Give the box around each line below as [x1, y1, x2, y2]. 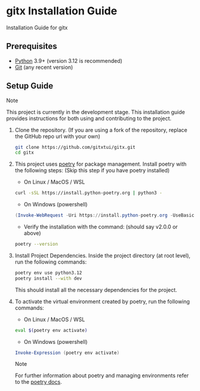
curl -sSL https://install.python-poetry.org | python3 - [14, 190, 162, 196]
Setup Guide [6, 81, 54, 91]
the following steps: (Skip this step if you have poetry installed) [14, 167, 170, 174]
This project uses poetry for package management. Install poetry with [14, 160, 187, 168]
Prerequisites [6, 41, 57, 51]
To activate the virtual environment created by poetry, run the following [14, 298, 190, 305]
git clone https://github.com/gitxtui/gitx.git [14, 144, 136, 150]
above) [23, 230, 41, 237]
